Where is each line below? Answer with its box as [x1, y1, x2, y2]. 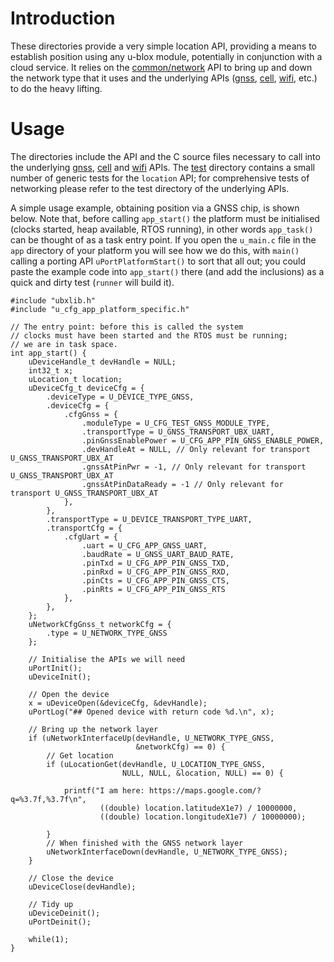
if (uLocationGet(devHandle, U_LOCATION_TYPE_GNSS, [46, 759, 267, 769]
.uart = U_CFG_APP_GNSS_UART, [81, 540, 208, 551]
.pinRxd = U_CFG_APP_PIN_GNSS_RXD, [81, 567, 230, 577]
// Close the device [28, 873, 114, 883]
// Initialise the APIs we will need [28, 654, 186, 664]
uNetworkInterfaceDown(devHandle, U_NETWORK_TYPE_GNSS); [46, 847, 288, 857]
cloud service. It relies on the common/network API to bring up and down [10, 61, 313, 73]
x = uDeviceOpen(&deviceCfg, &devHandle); [28, 698, 208, 708]
